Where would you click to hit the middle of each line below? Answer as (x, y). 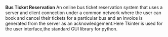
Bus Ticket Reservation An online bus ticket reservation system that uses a (84, 7)
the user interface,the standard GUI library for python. (61, 29)
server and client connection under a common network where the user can (83, 13)
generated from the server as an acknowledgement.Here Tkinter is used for (84, 23)
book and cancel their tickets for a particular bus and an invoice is (74, 18)
